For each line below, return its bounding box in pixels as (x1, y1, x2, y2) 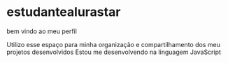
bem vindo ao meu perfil (6, 27, 78, 35)
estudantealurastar (6, 4, 121, 20)
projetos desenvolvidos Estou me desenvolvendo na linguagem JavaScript (6, 48, 222, 56)
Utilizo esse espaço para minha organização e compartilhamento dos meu (6, 40, 221, 48)
